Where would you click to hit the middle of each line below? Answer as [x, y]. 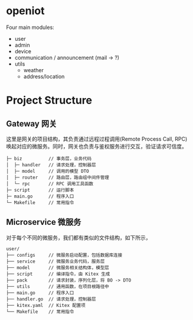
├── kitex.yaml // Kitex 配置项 [46, 305]
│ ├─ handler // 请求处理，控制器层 [51, 165]
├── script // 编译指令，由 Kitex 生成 [58, 274]
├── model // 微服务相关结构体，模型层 [58, 267]
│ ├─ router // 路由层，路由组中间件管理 [58, 177]
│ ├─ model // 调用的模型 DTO [48, 171]
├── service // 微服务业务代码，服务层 [55, 261]
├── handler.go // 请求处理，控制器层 [51, 299]
